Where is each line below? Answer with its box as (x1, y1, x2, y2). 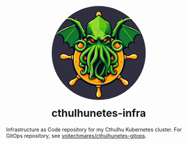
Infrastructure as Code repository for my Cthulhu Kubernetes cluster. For (6, 126, 182, 133)
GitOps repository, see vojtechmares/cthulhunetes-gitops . (6, 132, 147, 139)
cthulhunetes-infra (51, 107, 146, 120)
